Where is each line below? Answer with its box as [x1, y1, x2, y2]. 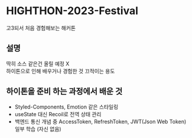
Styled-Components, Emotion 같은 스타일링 [14, 103, 119, 110]
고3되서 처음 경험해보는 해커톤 [6, 24, 76, 31]
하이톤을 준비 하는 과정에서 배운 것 [6, 87, 123, 97]
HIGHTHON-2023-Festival [6, 4, 139, 18]
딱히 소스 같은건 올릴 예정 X [6, 60, 70, 67]
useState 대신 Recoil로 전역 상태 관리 [14, 110, 102, 117]
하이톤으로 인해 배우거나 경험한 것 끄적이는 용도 [6, 67, 115, 74]
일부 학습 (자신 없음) [14, 125, 61, 132]
